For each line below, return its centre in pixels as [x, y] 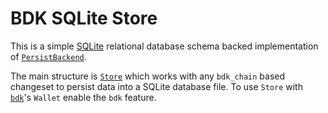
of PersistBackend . [48, 56]
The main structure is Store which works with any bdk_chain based [148, 76]
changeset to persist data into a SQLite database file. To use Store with [156, 86]
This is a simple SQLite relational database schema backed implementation [164, 46]
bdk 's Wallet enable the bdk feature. [83, 97]
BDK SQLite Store [84, 18]
